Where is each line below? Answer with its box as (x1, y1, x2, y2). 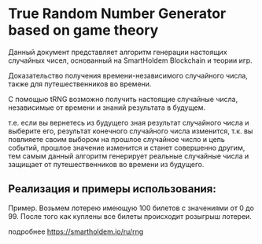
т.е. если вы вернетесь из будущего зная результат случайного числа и (8, 118, 249, 127)
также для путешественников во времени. (8, 79, 152, 89)
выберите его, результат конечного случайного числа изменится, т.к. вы (8, 126, 253, 136)
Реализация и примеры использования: (8, 182, 216, 196)
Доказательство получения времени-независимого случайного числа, (8, 71, 248, 80)
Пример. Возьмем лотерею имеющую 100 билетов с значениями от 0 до (8, 203, 254, 213)
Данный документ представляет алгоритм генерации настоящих (8, 47, 227, 56)
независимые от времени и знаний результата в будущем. (8, 103, 206, 112)
